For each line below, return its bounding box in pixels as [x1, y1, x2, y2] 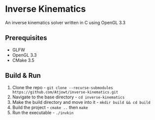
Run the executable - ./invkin [12, 109, 74, 116]
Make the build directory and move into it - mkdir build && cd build [12, 99, 151, 105]
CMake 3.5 [12, 57, 34, 63]
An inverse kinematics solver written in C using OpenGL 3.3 [5, 20, 125, 25]
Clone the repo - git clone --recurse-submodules [12, 84, 113, 90]
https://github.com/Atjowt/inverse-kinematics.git [12, 90, 119, 95]
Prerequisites [5, 34, 47, 42]
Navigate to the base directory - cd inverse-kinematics [12, 94, 125, 100]
